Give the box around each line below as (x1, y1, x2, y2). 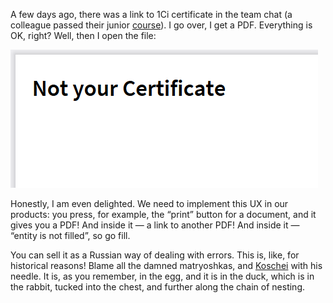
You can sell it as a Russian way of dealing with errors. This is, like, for (10, 249, 300, 261)
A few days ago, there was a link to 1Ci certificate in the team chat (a (10, 9, 293, 20)
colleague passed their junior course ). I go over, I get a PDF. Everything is (10, 19, 313, 31)
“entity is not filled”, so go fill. (10, 230, 131, 241)
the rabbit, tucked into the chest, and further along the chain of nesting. (10, 281, 306, 293)
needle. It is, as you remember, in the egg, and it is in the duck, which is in (10, 270, 315, 282)
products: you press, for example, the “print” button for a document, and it (10, 209, 317, 220)
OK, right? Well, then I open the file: (10, 30, 157, 41)
